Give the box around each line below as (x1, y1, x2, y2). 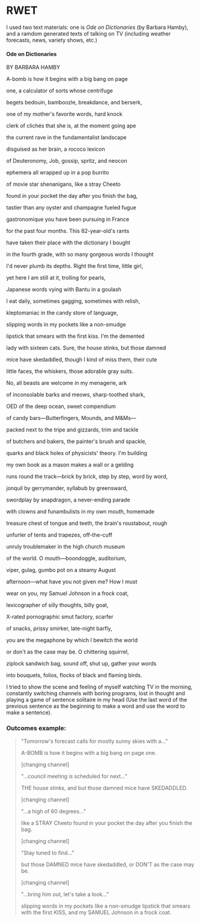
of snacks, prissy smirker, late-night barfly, (6, 625, 112, 632)
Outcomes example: (6, 724, 67, 733)
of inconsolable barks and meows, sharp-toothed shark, (6, 391, 145, 398)
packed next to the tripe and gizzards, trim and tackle (6, 426, 139, 433)
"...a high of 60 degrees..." (20, 808, 86, 815)
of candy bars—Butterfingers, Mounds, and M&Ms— (6, 415, 136, 422)
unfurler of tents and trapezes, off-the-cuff (6, 532, 113, 539)
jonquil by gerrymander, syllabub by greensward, (6, 485, 128, 492)
